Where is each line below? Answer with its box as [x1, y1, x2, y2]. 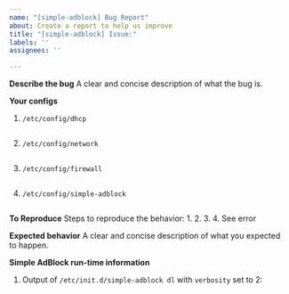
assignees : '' [9, 46, 62, 55]
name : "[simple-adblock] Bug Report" [9, 12, 149, 22]
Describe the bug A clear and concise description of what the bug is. [9, 78, 263, 89]
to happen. [9, 240, 49, 250]
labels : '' [9, 37, 50, 47]
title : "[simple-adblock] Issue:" [9, 29, 138, 38]
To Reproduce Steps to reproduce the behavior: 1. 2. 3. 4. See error [9, 213, 256, 224]
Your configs [9, 95, 58, 107]
